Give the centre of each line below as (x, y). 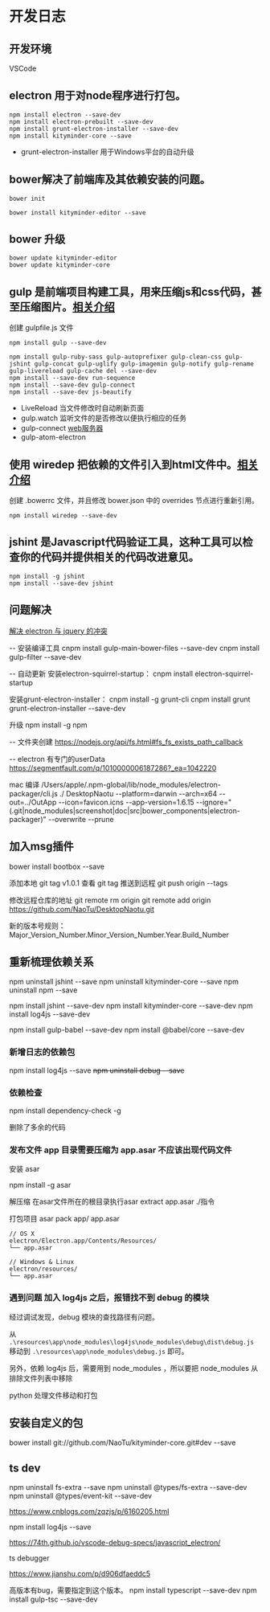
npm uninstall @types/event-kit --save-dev (80, 1496)
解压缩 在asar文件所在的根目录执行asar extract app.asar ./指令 (112, 1201)
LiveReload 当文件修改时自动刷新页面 (82, 408)
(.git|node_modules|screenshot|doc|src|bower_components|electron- (125, 810)
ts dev (25, 1468)
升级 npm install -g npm (48, 725)
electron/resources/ (44, 1269)
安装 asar (25, 1169)
